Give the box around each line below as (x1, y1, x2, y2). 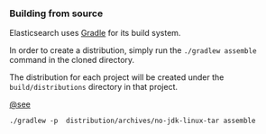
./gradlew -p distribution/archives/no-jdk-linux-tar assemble (9, 116, 256, 126)
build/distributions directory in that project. (9, 82, 179, 93)
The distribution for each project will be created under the (9, 72, 225, 83)
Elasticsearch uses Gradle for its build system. (9, 28, 181, 39)
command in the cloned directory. (9, 55, 135, 66)
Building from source (9, 7, 104, 20)
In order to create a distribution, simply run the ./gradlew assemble (9, 45, 257, 56)
